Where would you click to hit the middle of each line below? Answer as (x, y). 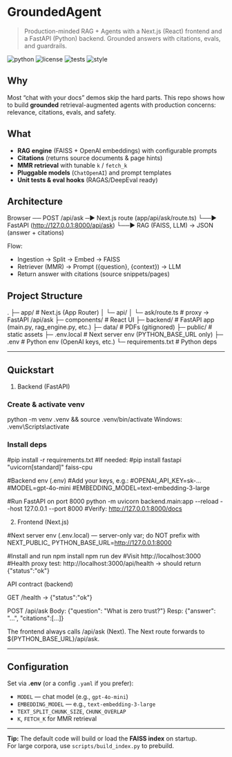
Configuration (38, 667)
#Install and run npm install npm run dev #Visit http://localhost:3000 (104, 556)
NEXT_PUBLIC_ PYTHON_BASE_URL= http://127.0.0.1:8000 (89, 542)
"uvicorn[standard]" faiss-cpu (50, 467)
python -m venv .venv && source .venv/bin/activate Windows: (95, 420)
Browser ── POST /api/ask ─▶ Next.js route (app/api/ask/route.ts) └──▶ (112, 218)
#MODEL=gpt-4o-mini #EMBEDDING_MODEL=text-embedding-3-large (109, 488)
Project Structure (45, 296)
